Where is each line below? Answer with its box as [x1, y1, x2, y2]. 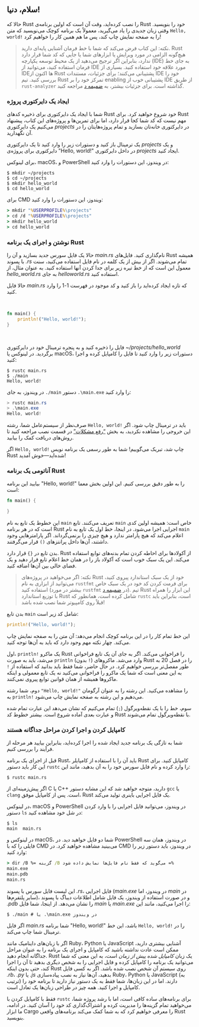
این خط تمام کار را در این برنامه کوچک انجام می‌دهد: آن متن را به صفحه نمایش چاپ [7, 633, 190, 640]
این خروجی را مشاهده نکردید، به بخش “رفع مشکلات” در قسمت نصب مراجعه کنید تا [7, 428, 191, 435]
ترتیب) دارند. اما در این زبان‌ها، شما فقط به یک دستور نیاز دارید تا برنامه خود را [7, 977, 178, 984]
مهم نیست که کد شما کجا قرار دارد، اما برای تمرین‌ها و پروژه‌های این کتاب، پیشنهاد [7, 117, 187, 124]
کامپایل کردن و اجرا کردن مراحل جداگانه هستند [7, 726, 126, 734]
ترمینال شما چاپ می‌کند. [7, 928, 61, 935]
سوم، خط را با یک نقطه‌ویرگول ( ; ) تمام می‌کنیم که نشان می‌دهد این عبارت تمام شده [7, 705, 192, 712]
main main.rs [7, 826, 42, 832]
